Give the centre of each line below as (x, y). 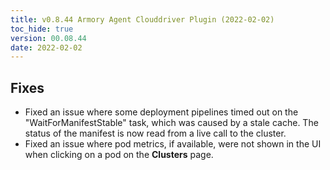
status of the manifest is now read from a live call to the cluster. (155, 133)
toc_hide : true (42, 29)
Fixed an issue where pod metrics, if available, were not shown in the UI (173, 144)
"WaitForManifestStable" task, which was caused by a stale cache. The (171, 123)
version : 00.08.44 (48, 38)
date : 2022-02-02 (46, 47)
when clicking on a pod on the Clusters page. (119, 155)
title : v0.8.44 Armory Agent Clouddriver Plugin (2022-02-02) (142, 19)
